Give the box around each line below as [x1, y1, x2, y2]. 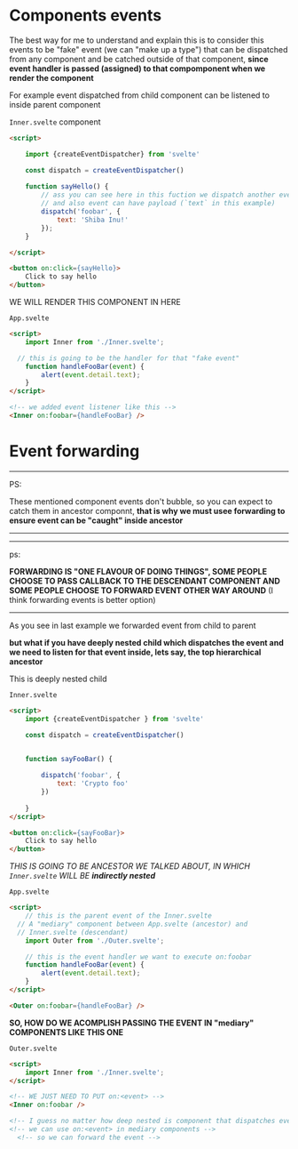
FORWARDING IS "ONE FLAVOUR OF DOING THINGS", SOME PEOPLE [9, 566, 268, 576]
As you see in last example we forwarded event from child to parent [9, 620, 256, 631]
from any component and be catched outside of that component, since [9, 53, 269, 64]
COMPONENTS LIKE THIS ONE [9, 1026, 124, 1037]
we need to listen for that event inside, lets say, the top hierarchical [9, 647, 262, 657]
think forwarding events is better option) [9, 594, 157, 605]
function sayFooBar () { [25, 755, 114, 764]
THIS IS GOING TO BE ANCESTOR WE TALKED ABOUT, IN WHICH [9, 861, 251, 872]
